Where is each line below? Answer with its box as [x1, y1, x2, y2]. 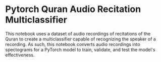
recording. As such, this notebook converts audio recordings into [5, 41, 140, 47]
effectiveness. [5, 51, 35, 58]
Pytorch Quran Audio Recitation [5, 3, 141, 15]
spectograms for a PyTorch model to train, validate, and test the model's [5, 46, 155, 52]
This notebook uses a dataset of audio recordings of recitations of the [5, 30, 151, 36]
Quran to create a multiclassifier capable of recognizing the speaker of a [5, 36, 156, 42]
